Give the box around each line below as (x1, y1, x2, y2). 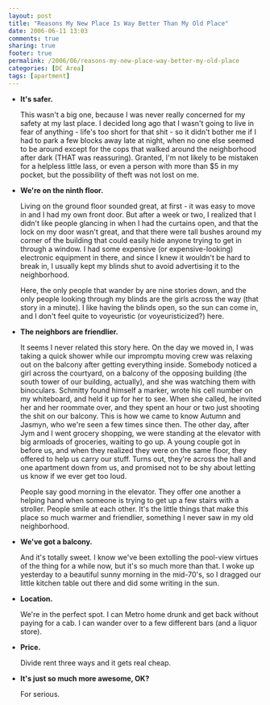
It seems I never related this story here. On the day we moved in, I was (19, 342, 254, 352)
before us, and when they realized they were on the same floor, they (19, 445, 247, 455)
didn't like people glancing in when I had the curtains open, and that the (19, 218, 259, 228)
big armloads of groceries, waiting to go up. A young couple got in (19, 437, 241, 447)
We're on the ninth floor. (19, 185, 104, 195)
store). (19, 627, 43, 636)
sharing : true (8, 42, 56, 50)
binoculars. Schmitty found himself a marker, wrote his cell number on (19, 385, 253, 395)
